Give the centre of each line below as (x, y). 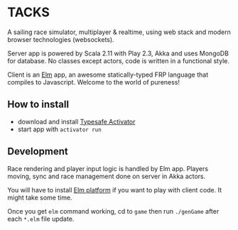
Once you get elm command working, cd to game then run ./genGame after (113, 211)
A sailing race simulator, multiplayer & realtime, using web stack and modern (119, 32)
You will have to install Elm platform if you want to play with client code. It (115, 190)
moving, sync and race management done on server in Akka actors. (107, 176)
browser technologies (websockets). (61, 39)
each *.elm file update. (41, 219)
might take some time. (40, 197)
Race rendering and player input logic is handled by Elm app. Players (108, 168)
